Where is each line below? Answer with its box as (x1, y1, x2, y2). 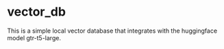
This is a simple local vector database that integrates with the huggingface (7, 27, 218, 35)
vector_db (7, 4, 66, 20)
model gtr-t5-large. (7, 33, 62, 42)
